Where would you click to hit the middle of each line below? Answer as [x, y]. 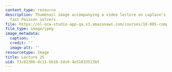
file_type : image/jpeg [29, 29]
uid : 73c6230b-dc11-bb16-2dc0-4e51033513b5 [52, 62]
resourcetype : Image [27, 52]
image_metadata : [23, 33]
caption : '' [23, 39]
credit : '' [21, 43]
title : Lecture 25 [25, 57]
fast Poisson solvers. [34, 19]
